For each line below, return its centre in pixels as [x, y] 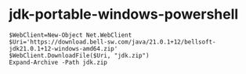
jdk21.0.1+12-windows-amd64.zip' [63, 48]
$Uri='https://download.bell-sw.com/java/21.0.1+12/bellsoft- [112, 42]
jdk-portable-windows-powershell [124, 14]
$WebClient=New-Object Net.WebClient [71, 35]
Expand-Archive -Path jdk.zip [58, 62]
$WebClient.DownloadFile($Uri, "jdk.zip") [79, 55]
